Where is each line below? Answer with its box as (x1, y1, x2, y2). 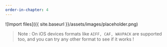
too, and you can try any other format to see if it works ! (17, 36, 134, 42)
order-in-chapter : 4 (5, 7, 49, 12)
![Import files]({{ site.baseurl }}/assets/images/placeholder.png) (5, 21, 138, 27)
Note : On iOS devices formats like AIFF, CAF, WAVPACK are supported (17, 30, 162, 36)
